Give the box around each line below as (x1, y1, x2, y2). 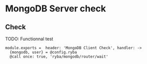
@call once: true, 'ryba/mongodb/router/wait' (9, 54, 108, 59)
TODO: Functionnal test (5, 36, 53, 42)
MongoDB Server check (5, 3, 106, 14)
